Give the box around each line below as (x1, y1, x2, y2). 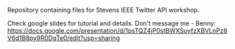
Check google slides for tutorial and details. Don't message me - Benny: (7, 19, 216, 27)
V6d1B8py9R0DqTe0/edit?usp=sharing (7, 34, 120, 42)
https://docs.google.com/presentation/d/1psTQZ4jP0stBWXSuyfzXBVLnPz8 (7, 27, 228, 35)
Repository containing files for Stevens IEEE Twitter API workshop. (7, 6, 200, 14)
